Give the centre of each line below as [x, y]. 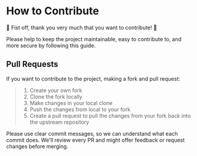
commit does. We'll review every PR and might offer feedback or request [96, 140]
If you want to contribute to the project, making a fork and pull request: [93, 78]
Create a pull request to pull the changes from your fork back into [110, 115]
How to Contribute [53, 11]
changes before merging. [37, 146]
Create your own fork [56, 90]
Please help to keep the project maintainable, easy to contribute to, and [94, 39]
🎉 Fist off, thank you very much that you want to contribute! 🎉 [81, 27]
